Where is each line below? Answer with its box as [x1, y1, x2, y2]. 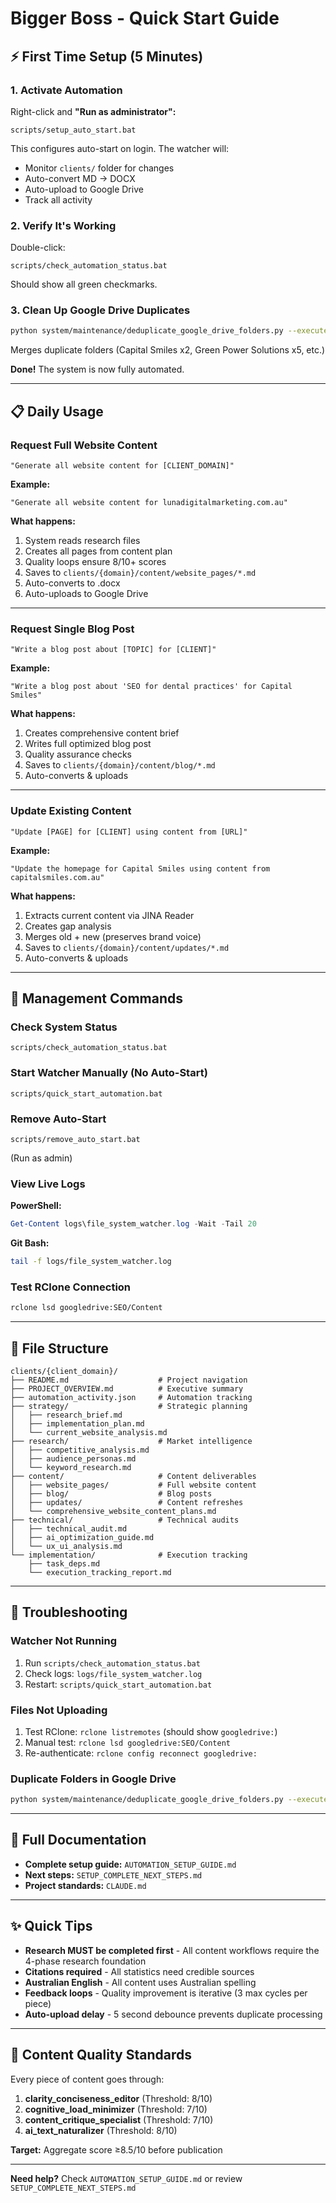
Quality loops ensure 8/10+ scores [24, 556, 167, 568]
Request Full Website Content [10, 438, 158, 452]
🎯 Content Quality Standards [10, 2047, 192, 2064]
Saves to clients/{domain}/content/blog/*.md [24, 759, 216, 771]
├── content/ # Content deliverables [10, 1471, 257, 1481]
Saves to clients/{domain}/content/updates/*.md [24, 941, 230, 953]
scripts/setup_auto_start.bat [10, 125, 137, 135]
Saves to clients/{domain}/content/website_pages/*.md [24, 567, 257, 579]
